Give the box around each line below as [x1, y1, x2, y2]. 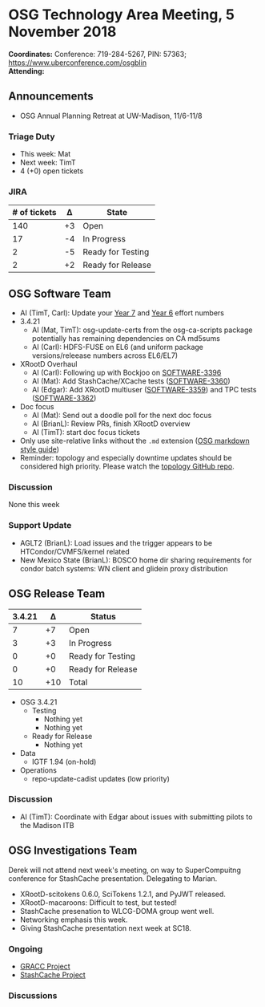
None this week [8, 500, 60, 510]
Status [90, 611, 116, 622]
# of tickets [12, 207, 57, 218]
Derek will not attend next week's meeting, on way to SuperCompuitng [8, 865, 242, 875]
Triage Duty [8, 131, 55, 142]
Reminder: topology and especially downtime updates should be [19, 453, 232, 463]
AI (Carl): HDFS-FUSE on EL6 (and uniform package [31, 343, 204, 352]
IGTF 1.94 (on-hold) [31, 757, 97, 766]
